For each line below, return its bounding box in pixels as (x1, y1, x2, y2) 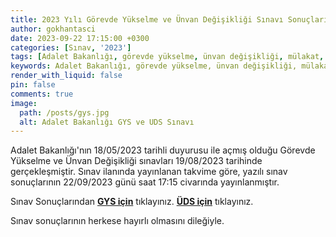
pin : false (10, 80, 56, 90)
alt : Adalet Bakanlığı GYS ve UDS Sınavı (19, 117, 195, 127)
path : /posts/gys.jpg (19, 107, 110, 118)
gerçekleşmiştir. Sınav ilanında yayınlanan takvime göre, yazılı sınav (10, 166, 288, 178)
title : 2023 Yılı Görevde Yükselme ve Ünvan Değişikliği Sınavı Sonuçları (10, 14, 329, 25)
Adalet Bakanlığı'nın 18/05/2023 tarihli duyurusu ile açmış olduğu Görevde (10, 144, 316, 156)
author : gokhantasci (10, 24, 97, 34)
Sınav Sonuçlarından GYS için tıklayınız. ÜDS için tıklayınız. (10, 196, 254, 208)
